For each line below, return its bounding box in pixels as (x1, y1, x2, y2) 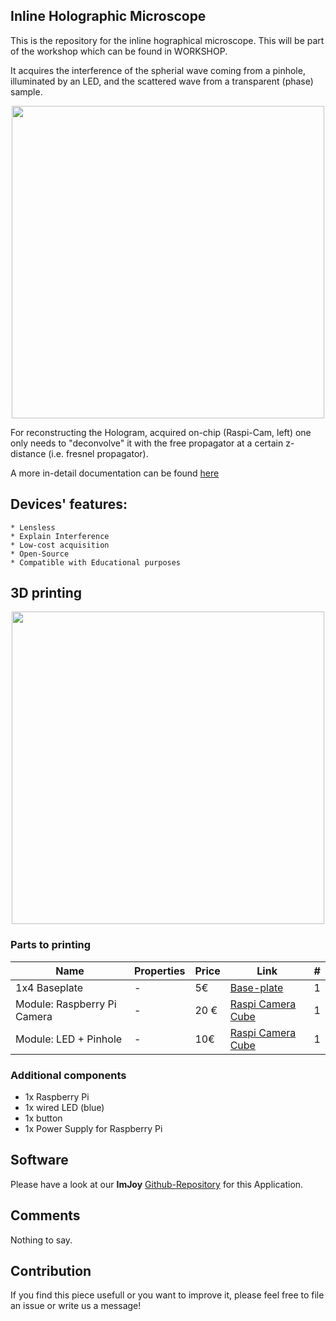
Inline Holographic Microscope (10, 8, 207, 25)
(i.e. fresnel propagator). (48, 447, 149, 459)
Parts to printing (10, 938, 92, 952)
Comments (10, 1207, 81, 1224)
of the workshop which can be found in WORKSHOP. (10, 45, 228, 57)
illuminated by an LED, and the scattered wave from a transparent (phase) (10, 75, 314, 87)
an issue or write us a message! (10, 1300, 142, 1312)
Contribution (10, 1263, 92, 1280)
